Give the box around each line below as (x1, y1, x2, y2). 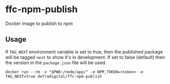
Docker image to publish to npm (5, 20, 73, 26)
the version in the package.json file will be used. (5, 60, 107, 66)
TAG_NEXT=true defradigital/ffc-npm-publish (5, 74, 102, 79)
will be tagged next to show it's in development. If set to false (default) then (5, 54, 165, 60)
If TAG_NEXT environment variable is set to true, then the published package (5, 48, 163, 54)
